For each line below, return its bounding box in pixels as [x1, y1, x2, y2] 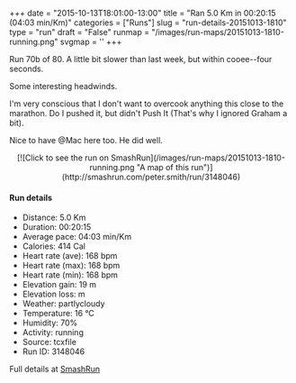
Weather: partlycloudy [22, 298, 105, 309]
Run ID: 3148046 [22, 346, 85, 357]
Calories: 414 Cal [22, 241, 85, 251]
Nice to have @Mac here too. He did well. [9, 135, 164, 145]
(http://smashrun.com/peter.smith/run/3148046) [61, 171, 241, 182]
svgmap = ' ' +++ [59, 36, 122, 47]
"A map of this [136, 162, 190, 172]
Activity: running [22, 327, 84, 338]
